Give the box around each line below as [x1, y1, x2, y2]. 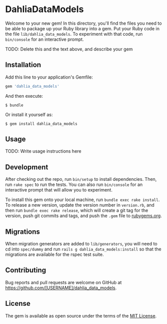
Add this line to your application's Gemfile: [5, 74, 93, 80]
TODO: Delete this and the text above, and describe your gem [5, 46, 133, 52]
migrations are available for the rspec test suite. [5, 251, 104, 257]
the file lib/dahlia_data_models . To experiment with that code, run [5, 31, 143, 37]
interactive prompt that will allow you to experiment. [5, 187, 113, 193]
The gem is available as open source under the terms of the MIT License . [5, 312, 157, 318]
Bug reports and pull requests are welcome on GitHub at [5, 279, 122, 285]
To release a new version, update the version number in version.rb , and [5, 202, 155, 208]
